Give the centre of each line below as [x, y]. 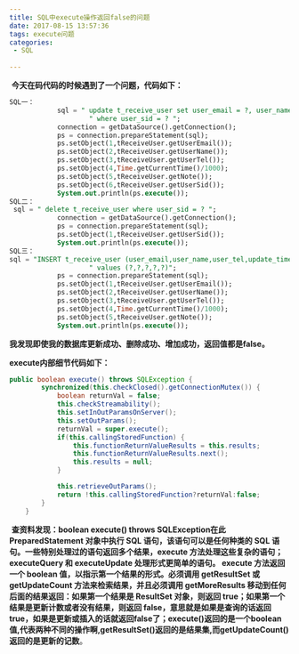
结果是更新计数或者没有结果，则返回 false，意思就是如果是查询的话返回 [140, 607]
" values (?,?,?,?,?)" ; [133, 268]
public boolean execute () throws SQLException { [101, 379]
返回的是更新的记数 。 [48, 641]
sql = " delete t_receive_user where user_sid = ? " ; [115, 210]
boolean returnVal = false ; [109, 396]
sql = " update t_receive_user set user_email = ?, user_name [174, 110]
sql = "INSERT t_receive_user [65, 259]
